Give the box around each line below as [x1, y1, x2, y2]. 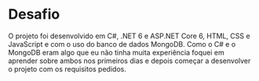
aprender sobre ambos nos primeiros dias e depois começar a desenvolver [8, 56, 251, 65]
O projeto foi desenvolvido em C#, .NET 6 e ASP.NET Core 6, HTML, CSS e [8, 31, 250, 40]
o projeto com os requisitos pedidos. [8, 64, 127, 73]
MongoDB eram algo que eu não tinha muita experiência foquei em [8, 48, 225, 57]
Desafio [8, 5, 60, 23]
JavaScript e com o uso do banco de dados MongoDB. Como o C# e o [8, 39, 236, 48]
